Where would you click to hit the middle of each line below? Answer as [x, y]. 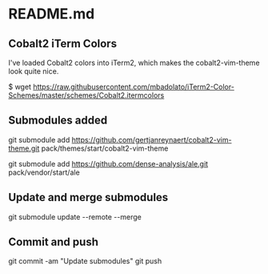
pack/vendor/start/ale [44, 172]
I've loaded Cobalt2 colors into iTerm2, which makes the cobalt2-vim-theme [134, 62]
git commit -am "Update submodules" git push [85, 261]
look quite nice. [34, 71]
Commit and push [53, 242]
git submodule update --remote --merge [75, 216]
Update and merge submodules [88, 197]
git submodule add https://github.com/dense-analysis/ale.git [108, 163]
